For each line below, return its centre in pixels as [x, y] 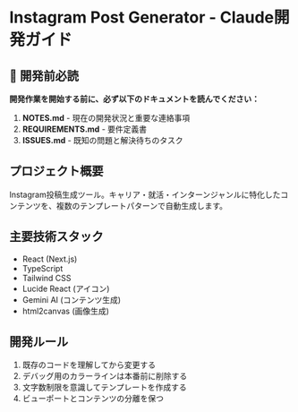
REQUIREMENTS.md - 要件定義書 [85, 129]
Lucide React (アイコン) [66, 288]
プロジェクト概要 [56, 172]
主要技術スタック [56, 237]
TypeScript [43, 268]
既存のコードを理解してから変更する [89, 365]
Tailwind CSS [47, 278]
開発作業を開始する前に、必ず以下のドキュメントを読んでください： [134, 99]
